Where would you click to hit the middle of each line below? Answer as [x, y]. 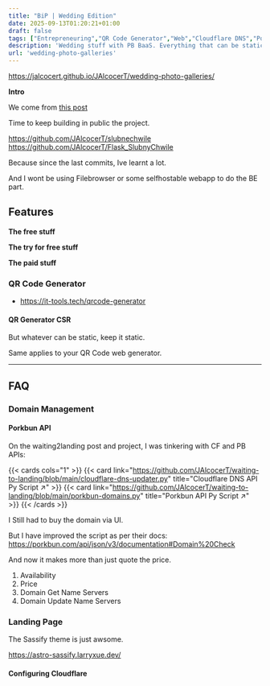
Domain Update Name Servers [70, 601]
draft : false [30, 31]
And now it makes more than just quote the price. [90, 560]
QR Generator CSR [40, 320]
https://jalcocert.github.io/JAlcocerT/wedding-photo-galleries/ [112, 76]
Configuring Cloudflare [48, 673]
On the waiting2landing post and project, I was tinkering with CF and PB [127, 446]
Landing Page [36, 622]
